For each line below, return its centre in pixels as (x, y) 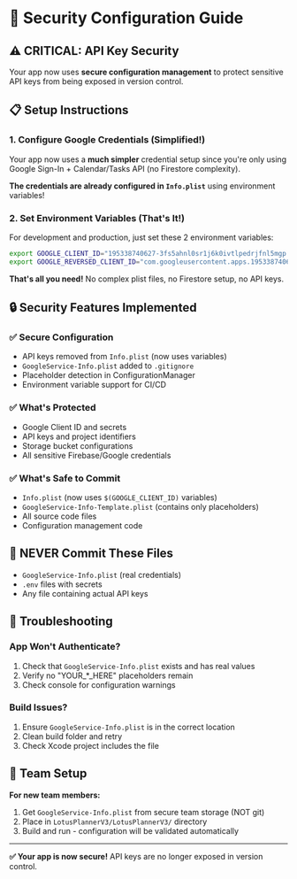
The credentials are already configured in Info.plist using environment (142, 186)
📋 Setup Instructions (69, 110)
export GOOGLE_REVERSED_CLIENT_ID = (75, 262)
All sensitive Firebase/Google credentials (96, 455)
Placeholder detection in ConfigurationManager (109, 375)
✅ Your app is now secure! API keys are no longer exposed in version (136, 856)
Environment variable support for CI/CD (94, 385)
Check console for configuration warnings (99, 684)
